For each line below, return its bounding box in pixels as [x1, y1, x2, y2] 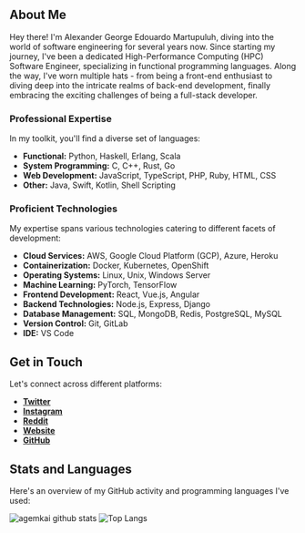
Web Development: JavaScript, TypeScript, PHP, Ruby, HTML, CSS [22, 170, 277, 181]
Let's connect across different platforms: [9, 378, 162, 390]
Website [22, 425, 56, 436]
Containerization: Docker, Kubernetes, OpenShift [22, 260, 209, 272]
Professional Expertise [9, 112, 112, 125]
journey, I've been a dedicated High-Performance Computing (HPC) [9, 50, 264, 62]
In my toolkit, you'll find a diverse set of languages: [9, 133, 200, 144]
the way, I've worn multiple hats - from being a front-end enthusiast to [9, 70, 273, 81]
